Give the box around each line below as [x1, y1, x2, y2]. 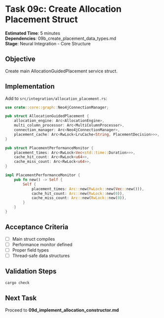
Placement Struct [5, 14, 78, 25]
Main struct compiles [12, 236, 55, 242]
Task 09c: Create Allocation [5, 3, 122, 15]
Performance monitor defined [12, 241, 73, 247]
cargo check [5, 280, 30, 285]
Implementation [5, 82, 55, 91]
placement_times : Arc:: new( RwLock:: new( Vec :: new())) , [31, 186, 144, 191]
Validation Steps [5, 267, 57, 276]
